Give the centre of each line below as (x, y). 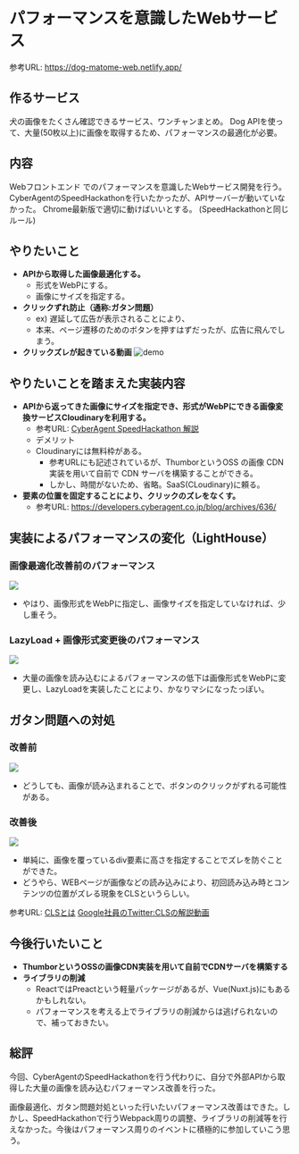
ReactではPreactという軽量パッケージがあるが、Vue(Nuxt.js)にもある (163, 989)
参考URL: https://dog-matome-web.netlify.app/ (96, 67)
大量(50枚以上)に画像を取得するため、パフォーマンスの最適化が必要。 (154, 132)
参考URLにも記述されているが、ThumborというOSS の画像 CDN (166, 462)
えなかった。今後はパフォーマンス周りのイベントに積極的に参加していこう (146, 1129)
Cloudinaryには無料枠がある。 (91, 451)
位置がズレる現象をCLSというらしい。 (124, 894)
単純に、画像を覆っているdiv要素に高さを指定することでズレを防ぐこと (153, 860)
